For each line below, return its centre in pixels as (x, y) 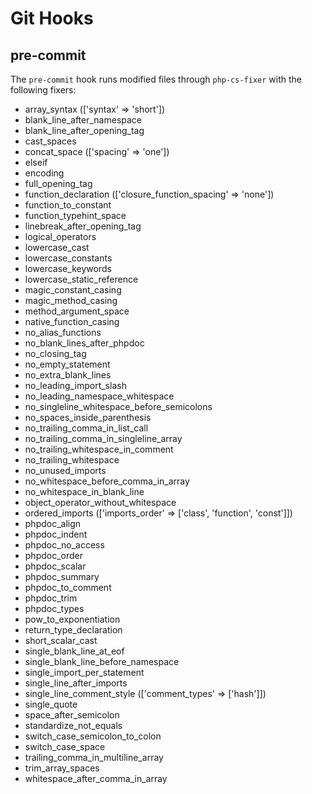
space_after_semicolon (72, 715)
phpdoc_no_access (64, 545)
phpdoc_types (54, 608)
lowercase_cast (57, 247)
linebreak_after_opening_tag (83, 226)
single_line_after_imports (76, 683)
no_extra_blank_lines (68, 375)
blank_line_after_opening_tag (84, 130)
